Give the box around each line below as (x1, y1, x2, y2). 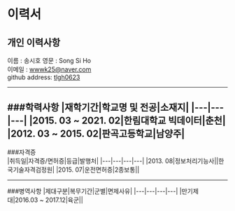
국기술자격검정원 (7, 165, 53, 174)
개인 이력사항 (7, 36, 61, 48)
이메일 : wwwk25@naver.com (7, 65, 92, 74)
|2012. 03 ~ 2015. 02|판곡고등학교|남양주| (7, 128, 185, 140)
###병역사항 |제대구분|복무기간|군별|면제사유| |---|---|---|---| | (7, 186, 182, 195)
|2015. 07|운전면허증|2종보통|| (55, 165, 140, 174)
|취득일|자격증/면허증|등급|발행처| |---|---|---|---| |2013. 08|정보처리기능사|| (7, 156, 219, 165)
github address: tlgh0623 (7, 73, 80, 81)
